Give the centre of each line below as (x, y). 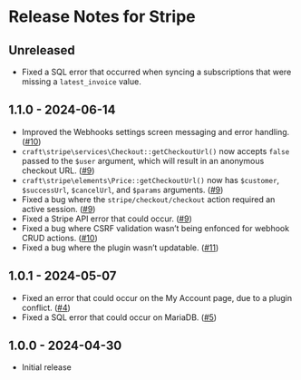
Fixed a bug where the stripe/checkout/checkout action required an (148, 199)
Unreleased (42, 50)
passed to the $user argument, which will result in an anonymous (143, 161)
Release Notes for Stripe (102, 17)
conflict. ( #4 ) (46, 307)
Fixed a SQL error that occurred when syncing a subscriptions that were (156, 72)
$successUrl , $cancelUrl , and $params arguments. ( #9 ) (122, 190)
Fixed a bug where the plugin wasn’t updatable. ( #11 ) (120, 248)
